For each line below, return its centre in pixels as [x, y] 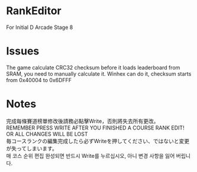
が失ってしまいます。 [32, 148]
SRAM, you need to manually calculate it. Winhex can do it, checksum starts [99, 74]
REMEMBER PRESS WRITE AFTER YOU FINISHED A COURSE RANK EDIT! [95, 128]
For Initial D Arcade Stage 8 [40, 27]
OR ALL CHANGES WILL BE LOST [47, 134]
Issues [23, 51]
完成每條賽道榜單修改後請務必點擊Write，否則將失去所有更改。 [83, 121]
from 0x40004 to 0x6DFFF [39, 80]
